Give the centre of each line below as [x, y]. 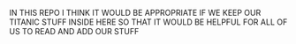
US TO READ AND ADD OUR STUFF [74, 31]
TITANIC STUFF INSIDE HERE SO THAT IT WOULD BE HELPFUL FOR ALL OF [148, 22]
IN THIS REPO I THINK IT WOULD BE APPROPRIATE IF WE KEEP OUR [135, 13]
